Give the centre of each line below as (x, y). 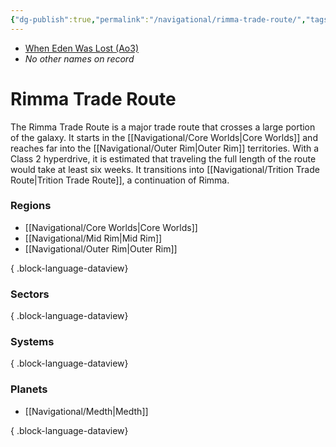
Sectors (30, 294)
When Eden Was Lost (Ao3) (82, 48)
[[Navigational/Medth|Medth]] (86, 411)
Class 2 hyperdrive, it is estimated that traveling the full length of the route (163, 158)
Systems (32, 342)
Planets (29, 389)
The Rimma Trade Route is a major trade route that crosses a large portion (163, 127)
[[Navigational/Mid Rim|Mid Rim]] (93, 238)
